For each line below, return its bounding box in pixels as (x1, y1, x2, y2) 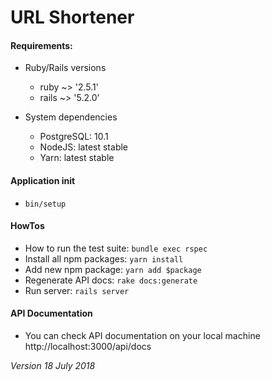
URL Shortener (10, 6, 135, 29)
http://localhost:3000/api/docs (24, 341, 152, 352)
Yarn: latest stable (39, 152, 115, 164)
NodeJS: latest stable (39, 141, 129, 153)
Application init (10, 174, 76, 186)
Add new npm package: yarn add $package (24, 263, 202, 275)
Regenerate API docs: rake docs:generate (24, 274, 198, 286)
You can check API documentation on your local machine (24, 330, 261, 341)
